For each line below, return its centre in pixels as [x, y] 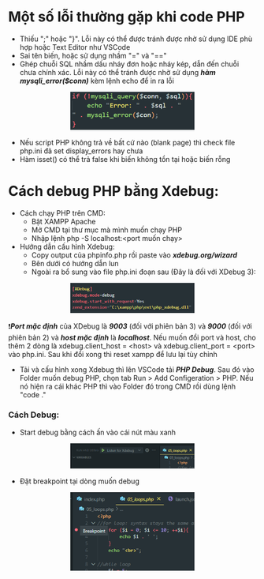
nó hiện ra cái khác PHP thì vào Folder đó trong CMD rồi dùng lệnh [128, 386]
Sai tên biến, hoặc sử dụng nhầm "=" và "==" [93, 55]
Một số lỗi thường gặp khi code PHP [127, 17]
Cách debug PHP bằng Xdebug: [113, 191]
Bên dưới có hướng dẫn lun [75, 263]
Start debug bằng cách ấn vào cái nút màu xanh [97, 432]
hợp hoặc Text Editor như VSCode [75, 47]
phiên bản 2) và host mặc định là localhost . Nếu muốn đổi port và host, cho [132, 337]
